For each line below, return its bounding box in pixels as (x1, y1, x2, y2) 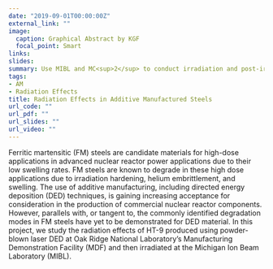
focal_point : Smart (15, 42, 82, 50)
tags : (8, 72, 27, 80)
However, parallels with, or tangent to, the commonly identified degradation (8, 208, 262, 218)
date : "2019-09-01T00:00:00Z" (8, 11, 111, 20)
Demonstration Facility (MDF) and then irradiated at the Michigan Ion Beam (8, 242, 260, 252)
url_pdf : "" (8, 111, 49, 119)
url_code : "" (8, 102, 53, 111)
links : (8, 50, 31, 58)
